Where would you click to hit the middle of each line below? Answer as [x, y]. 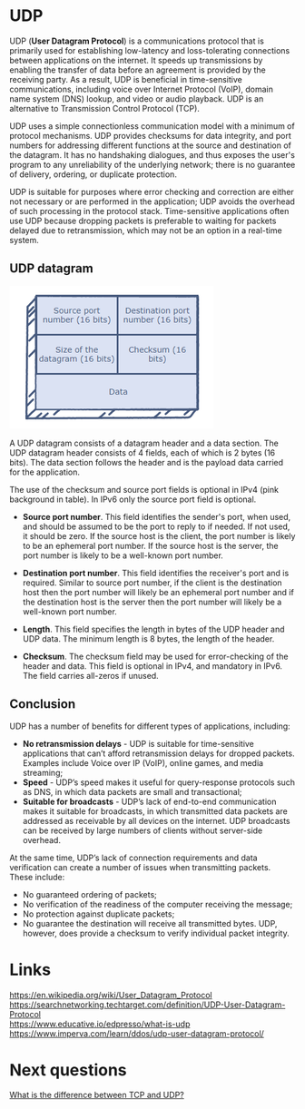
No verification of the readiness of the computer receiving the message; [157, 904]
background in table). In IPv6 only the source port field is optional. [133, 499]
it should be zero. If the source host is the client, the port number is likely [159, 535]
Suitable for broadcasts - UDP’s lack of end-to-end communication [149, 801]
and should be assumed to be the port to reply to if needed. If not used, [156, 526]
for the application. [44, 472]
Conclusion [43, 704]
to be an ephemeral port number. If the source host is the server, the [150, 545]
